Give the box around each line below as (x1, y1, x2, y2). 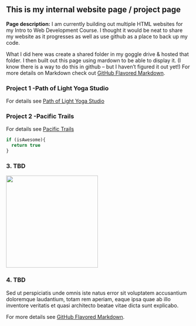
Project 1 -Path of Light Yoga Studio (6, 84, 109, 92)
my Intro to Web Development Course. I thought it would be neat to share (6, 27, 183, 34)
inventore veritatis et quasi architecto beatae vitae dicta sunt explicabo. (6, 302, 179, 309)
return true (11, 143, 41, 149)
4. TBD (6, 276, 26, 284)
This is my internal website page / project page (6, 5, 181, 15)
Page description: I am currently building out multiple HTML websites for (6, 20, 183, 27)
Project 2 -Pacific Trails (6, 112, 75, 120)
